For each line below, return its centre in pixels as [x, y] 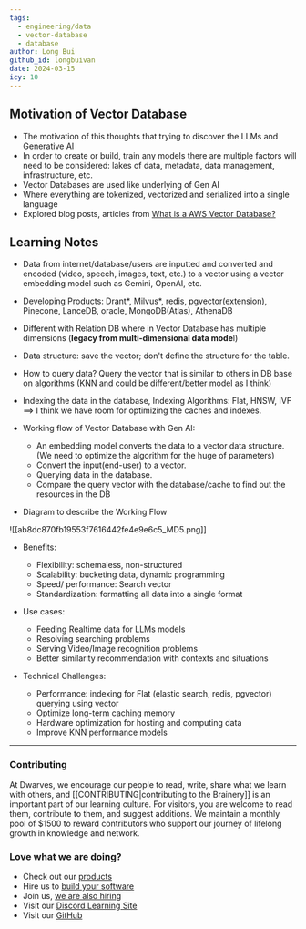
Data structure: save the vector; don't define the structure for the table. [156, 356]
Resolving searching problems [93, 639]
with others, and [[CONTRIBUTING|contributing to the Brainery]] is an [140, 794]
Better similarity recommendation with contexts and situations [152, 658]
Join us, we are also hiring [72, 895]
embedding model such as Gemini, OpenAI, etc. [112, 284]
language [40, 204]
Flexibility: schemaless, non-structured [109, 565]
